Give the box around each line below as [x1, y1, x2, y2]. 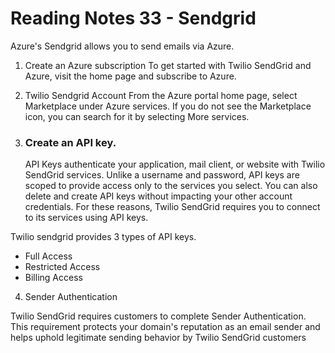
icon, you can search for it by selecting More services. [24, 110, 250, 122]
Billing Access [24, 272, 83, 284]
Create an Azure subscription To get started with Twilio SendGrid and [24, 59, 312, 71]
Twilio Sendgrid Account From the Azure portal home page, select [24, 89, 298, 101]
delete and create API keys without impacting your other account [24, 190, 293, 202]
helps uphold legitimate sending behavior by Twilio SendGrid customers [10, 332, 307, 344]
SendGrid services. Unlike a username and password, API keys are [24, 169, 300, 181]
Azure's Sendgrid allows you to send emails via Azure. [10, 40, 235, 52]
